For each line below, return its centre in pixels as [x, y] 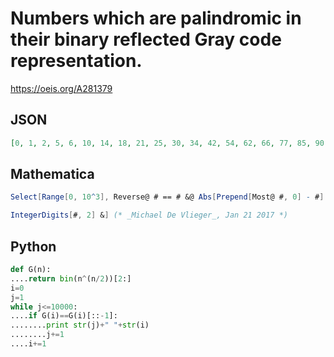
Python [33, 246]
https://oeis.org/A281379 [61, 88]
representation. [76, 61]
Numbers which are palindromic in [156, 18]
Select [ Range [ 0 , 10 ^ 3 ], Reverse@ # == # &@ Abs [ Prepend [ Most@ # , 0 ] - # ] [167, 197]
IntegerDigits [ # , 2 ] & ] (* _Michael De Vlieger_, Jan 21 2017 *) [149, 215]
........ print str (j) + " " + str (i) [80, 325]
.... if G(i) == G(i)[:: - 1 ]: [64, 316]
